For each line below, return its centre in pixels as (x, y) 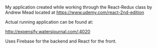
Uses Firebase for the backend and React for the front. (61, 41)
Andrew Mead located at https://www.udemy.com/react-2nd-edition (75, 12)
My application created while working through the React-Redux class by (79, 7)
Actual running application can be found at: (49, 22)
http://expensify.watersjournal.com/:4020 (48, 31)
